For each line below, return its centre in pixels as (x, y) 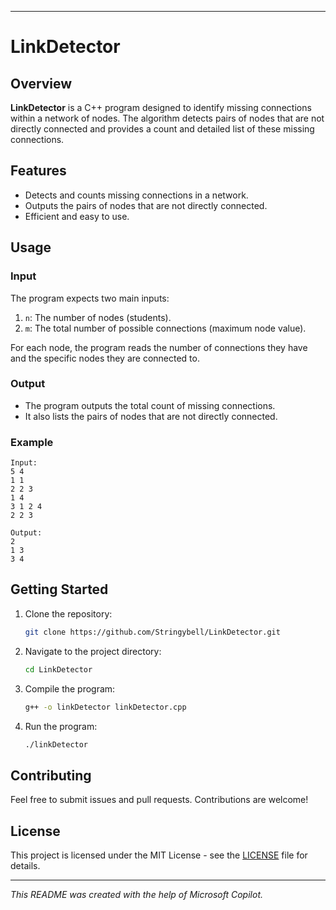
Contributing (51, 775)
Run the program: (61, 726)
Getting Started (59, 589)
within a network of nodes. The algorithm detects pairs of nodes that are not (167, 118)
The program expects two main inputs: (90, 298)
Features (38, 171)
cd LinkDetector (58, 669)
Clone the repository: (68, 613)
